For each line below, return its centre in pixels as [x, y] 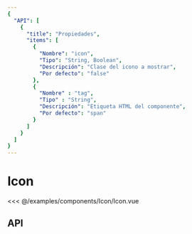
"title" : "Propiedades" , [63, 34]
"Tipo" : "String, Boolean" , [80, 60]
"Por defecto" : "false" [74, 73]
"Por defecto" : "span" [73, 113]
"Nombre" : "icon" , [66, 54]
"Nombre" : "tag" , [66, 93]
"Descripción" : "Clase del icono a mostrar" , [107, 67]
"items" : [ [42, 41]
